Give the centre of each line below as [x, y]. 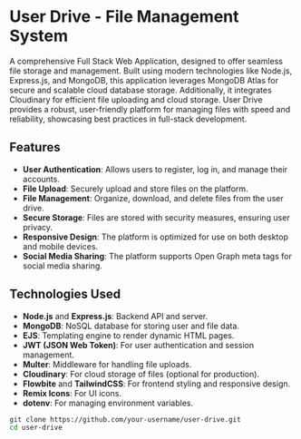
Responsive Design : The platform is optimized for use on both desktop [155, 237]
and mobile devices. [60, 246]
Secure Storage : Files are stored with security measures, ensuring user [156, 217]
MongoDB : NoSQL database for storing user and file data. [131, 326]
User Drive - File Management [124, 17]
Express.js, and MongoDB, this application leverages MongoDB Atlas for [144, 80]
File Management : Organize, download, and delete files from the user [153, 198]
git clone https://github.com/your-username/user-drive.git [126, 419]
